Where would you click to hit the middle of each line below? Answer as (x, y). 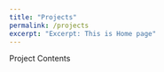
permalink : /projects (49, 25)
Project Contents (40, 59)
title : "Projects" (43, 17)
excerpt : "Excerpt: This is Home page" (83, 33)
